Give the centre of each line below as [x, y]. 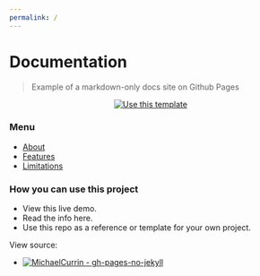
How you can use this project [74, 189]
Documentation [69, 61]
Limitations [43, 166]
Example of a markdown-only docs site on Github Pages [135, 87]
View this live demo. [59, 209]
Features [39, 156]
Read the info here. [57, 218]
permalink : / [34, 17]
